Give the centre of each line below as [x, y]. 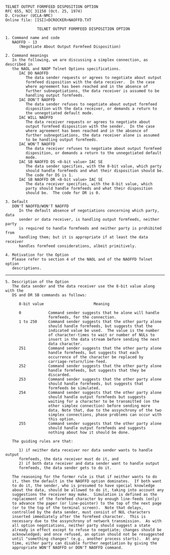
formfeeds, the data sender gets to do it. [65, 468]
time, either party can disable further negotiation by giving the [84, 543]
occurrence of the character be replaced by [96, 357]
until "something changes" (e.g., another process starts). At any [86, 539]
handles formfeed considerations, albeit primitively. [78, 246]
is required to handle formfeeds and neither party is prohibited [90, 228]
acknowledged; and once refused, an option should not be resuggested [88, 534]
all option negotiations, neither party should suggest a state [81, 526]
